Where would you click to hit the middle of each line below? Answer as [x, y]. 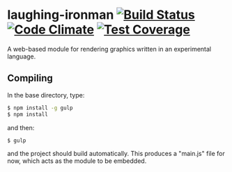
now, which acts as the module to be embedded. [77, 161]
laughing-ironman [61, 15]
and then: [21, 127]
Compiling [30, 78]
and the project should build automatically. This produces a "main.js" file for [116, 154]
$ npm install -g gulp [40, 108]
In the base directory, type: [46, 95]
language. [22, 56]
